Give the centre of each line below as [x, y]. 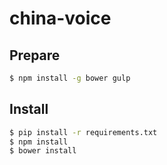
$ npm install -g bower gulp [70, 78]
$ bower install [43, 151]
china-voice [60, 18]
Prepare [35, 55]
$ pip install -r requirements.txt [83, 132]
